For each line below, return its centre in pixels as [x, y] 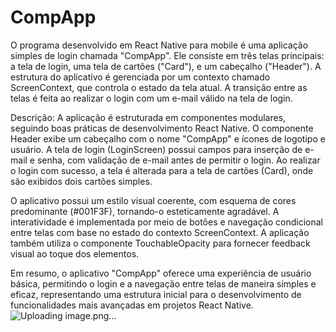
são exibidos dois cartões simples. [81, 181]
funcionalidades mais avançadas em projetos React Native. [132, 305]
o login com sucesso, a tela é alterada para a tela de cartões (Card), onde [162, 170]
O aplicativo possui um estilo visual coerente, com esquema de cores [153, 200]
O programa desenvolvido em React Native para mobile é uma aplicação [159, 45]
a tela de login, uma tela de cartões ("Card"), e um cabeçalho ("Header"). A [166, 66]
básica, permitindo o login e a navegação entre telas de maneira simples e [163, 283]
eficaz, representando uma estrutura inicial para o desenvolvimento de [156, 294]
